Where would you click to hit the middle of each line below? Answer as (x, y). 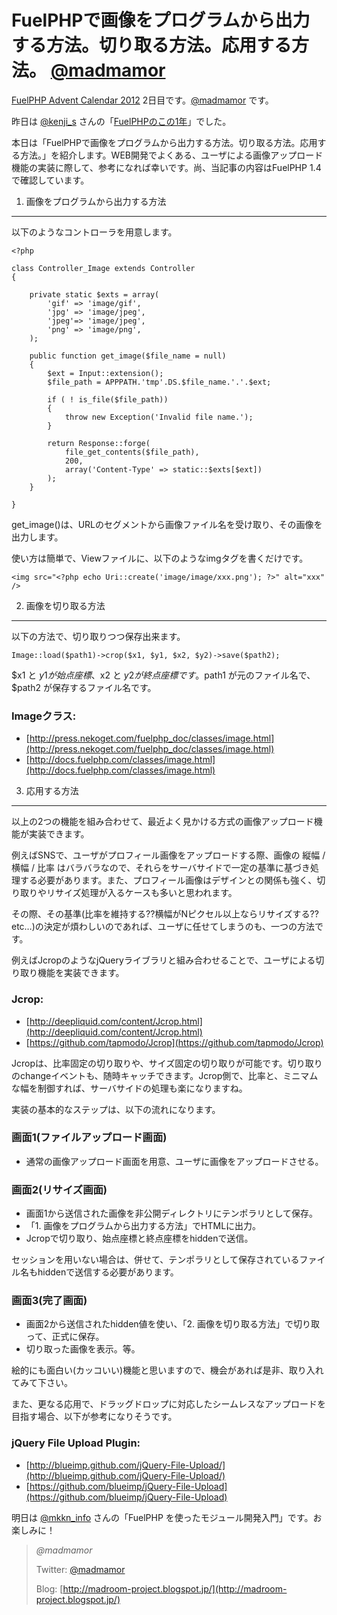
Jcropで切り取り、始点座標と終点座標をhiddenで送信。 (139, 1238)
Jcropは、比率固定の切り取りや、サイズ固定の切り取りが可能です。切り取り (167, 1063)
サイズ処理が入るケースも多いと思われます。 (146, 893)
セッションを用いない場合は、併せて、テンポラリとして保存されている (155, 1260)
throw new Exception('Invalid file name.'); (159, 417)
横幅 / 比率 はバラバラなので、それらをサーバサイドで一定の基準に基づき (161, 868)
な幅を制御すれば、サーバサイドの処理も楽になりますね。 (129, 1088)
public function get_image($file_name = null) (128, 356)
